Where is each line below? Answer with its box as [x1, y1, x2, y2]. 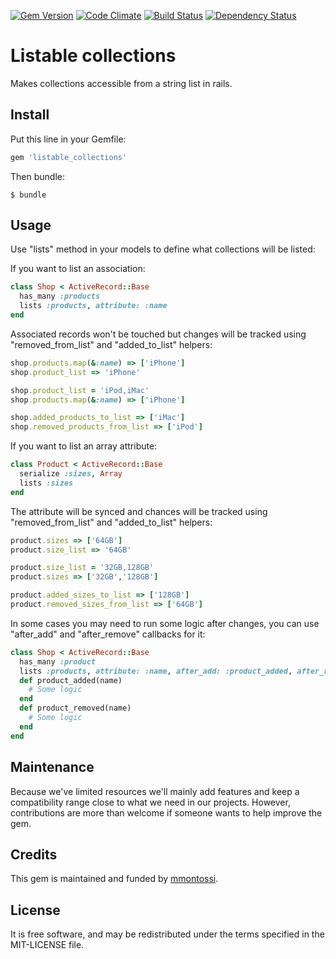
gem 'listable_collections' [10, 152, 128, 162]
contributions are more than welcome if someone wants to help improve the [10, 806, 323, 819]
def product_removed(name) [19, 703, 132, 714]
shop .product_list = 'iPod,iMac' [10, 385, 150, 395]
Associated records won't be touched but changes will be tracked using [10, 328, 307, 340]
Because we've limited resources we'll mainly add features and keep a [10, 785, 300, 797]
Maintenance [10, 759, 95, 776]
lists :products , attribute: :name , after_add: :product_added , [19, 666, 293, 676]
